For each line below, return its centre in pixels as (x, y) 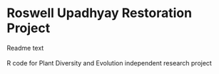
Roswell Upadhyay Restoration (100, 13)
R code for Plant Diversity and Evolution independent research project (109, 63)
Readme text (25, 48)
